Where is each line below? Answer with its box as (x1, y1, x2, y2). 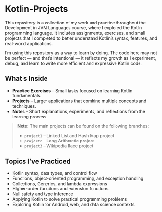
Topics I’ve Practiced (5, 157, 71, 165)
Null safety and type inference (12, 191, 73, 197)
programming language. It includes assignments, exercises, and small (5, 30, 146, 36)
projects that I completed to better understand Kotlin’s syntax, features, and (5, 35, 158, 41)
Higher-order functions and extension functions (12, 186, 109, 191)
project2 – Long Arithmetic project (24, 138, 94, 143)
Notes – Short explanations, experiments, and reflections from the (12, 108, 146, 114)
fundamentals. (12, 93, 42, 98)
